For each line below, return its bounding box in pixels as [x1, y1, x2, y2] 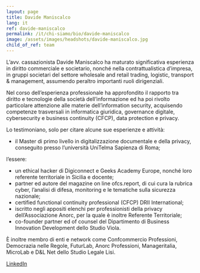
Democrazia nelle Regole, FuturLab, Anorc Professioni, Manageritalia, [6, 242, 177, 249]
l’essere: [6, 155, 27, 162]
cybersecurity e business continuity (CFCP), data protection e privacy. [6, 114, 180, 121]
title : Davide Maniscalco [6, 14, 70, 20]
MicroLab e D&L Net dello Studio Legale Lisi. [6, 249, 116, 256]
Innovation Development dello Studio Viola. [14, 224, 121, 231]
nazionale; [14, 192, 41, 200]
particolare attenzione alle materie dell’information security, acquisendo [6, 102, 183, 109]
